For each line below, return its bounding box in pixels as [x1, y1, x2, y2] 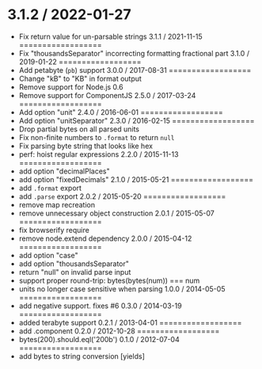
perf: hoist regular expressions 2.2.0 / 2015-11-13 [18, 149, 179, 159]
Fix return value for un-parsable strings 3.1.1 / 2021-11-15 [18, 32, 203, 41]
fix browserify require [18, 225, 90, 234]
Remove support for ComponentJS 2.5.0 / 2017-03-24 [18, 90, 196, 100]
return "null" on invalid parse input [18, 267, 131, 276]
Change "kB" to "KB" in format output [18, 74, 142, 83]
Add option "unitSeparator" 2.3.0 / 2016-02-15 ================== [18, 116, 255, 125]
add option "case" [18, 250, 78, 260]
